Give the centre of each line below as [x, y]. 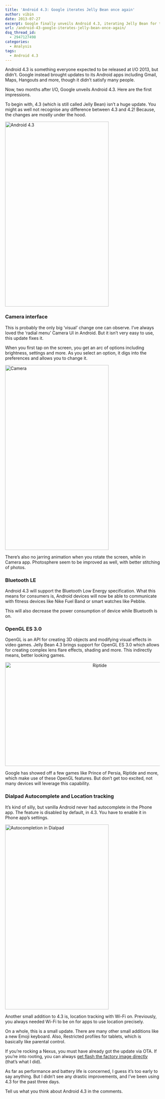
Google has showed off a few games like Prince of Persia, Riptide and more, [82, 773]
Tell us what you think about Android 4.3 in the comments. [64, 1091]
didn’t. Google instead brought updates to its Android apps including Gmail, [81, 75]
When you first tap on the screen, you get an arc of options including [75, 348]
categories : [17, 42]
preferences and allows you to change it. [46, 358]
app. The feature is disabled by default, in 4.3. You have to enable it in [76, 812]
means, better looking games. [35, 655]
